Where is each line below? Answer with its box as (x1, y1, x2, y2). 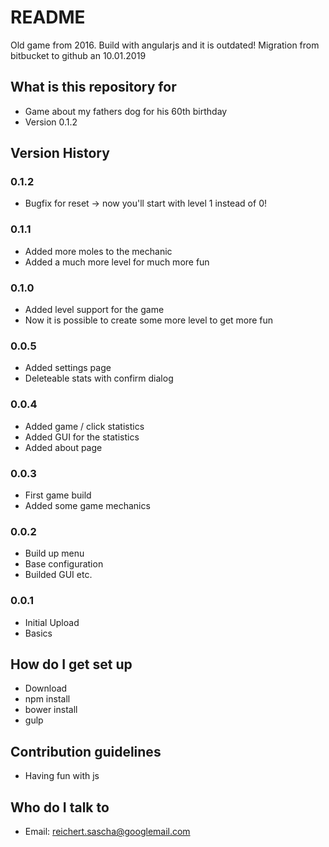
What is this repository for (10, 79, 177, 96)
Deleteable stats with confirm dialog (24, 372, 174, 385)
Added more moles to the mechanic (24, 245, 173, 257)
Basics (24, 627, 53, 639)
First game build (24, 489, 92, 501)
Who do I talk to (10, 799, 110, 816)
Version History (10, 145, 110, 162)
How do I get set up (10, 656, 133, 673)
